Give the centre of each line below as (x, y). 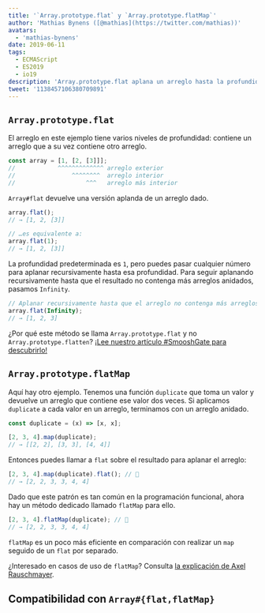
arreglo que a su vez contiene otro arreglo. (78, 146)
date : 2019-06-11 (37, 45)
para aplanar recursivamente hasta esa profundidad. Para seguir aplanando (131, 273)
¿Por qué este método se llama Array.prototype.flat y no (103, 333)
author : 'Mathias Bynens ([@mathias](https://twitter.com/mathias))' (125, 23)
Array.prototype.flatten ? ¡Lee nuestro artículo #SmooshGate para (118, 341)
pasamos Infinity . (39, 289)
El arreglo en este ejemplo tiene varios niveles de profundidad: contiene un (130, 138)
